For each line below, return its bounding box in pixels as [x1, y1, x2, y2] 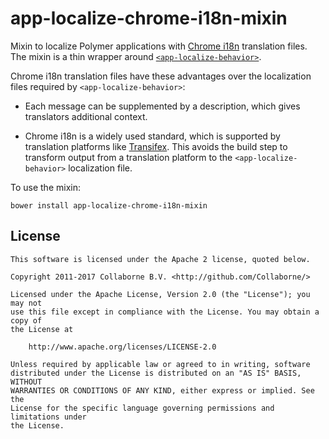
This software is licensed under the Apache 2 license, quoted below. [10, 254, 311, 264]
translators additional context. [24, 110, 148, 122]
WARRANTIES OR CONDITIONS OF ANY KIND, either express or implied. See [10, 385, 315, 396]
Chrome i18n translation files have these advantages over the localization [10, 70, 312, 82]
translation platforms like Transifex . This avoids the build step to [24, 140, 288, 152]
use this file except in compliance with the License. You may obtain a [10, 307, 320, 317]
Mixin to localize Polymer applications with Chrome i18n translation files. [10, 40, 308, 52]
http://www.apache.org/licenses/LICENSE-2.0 [28, 342, 217, 352]
